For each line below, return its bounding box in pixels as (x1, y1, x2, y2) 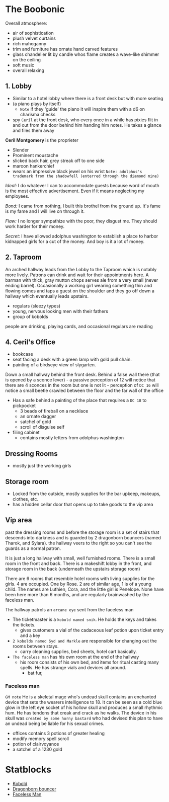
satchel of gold (20, 419, 51, 425)
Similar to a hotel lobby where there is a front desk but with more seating (12, 95, 163, 101)
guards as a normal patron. (5, 545, 61, 551)
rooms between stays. (12, 643, 59, 649)
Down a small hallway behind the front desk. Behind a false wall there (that (5, 371, 160, 378)
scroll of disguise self (20, 424, 64, 430)
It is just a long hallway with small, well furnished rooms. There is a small (5, 555, 155, 561)
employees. (5, 193, 29, 199)
